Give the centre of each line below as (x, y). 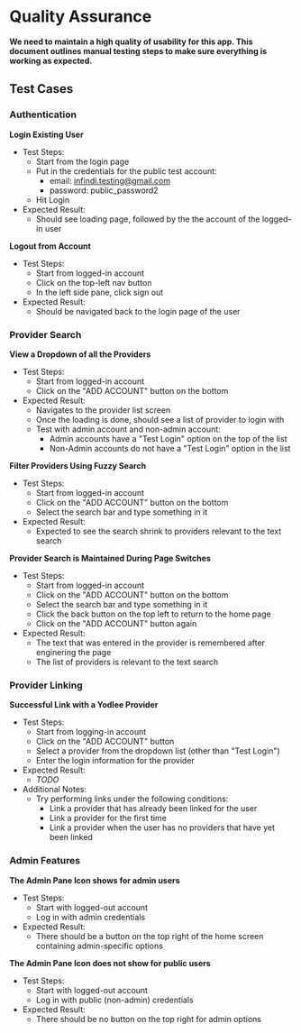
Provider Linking (46, 685)
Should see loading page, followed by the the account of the (148, 219)
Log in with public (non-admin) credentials (114, 1000)
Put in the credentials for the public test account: (127, 171)
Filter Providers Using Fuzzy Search (78, 465)
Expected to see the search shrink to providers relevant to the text (159, 531)
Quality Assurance (81, 17)
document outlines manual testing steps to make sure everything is (138, 50)
